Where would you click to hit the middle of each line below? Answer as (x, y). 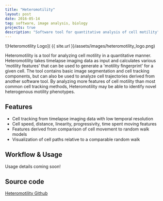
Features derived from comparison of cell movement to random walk (81, 129)
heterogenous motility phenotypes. (40, 91)
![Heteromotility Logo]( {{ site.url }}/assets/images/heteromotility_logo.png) (80, 46)
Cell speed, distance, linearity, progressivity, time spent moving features (84, 124)
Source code (25, 182)
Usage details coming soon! (33, 166)
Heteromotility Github (26, 193)
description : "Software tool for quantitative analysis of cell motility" (82, 32)
